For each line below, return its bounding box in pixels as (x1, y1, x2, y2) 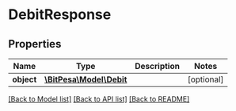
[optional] (187, 74, 224, 85)
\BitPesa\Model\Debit (44, 74, 128, 85)
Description (134, 61, 181, 71)
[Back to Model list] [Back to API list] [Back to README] (8, 94, 190, 104)
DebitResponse (8, 6, 112, 24)
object (12, 74, 37, 85)
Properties (8, 37, 62, 51)
